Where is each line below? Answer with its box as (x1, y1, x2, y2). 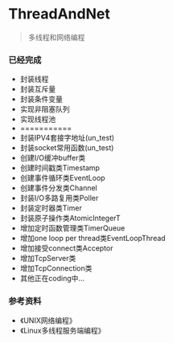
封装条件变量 (19, 94, 63, 104)
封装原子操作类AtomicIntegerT (19, 214, 121, 223)
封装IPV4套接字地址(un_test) (19, 133, 115, 143)
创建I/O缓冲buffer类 (19, 153, 86, 163)
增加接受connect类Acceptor (19, 243, 113, 253)
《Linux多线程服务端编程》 (19, 325, 105, 335)
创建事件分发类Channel (19, 183, 98, 193)
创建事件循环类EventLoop (19, 174, 106, 183)
